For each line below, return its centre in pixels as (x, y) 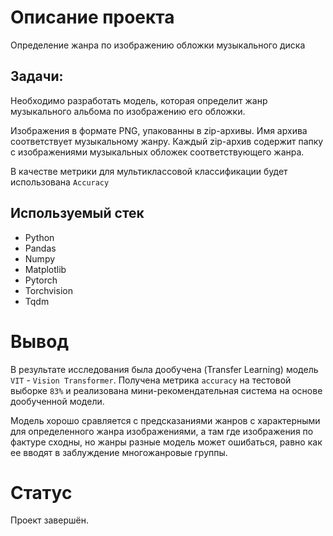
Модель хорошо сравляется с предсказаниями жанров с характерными (165, 420)
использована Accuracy (60, 182)
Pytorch (41, 280)
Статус (41, 492)
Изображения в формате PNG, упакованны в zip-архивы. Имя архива (159, 130)
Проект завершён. (49, 520)
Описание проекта (92, 17)
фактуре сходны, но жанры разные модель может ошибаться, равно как (166, 442)
